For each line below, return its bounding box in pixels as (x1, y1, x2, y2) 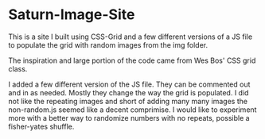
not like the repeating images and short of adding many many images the (8, 96, 248, 106)
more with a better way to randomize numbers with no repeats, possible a (8, 113, 250, 122)
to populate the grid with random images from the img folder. (8, 40, 208, 49)
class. (8, 64, 28, 73)
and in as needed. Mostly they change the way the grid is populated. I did (8, 87, 249, 97)
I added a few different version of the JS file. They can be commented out (8, 79, 251, 89)
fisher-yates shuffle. (8, 122, 75, 131)
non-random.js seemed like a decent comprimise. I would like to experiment (8, 105, 257, 114)
